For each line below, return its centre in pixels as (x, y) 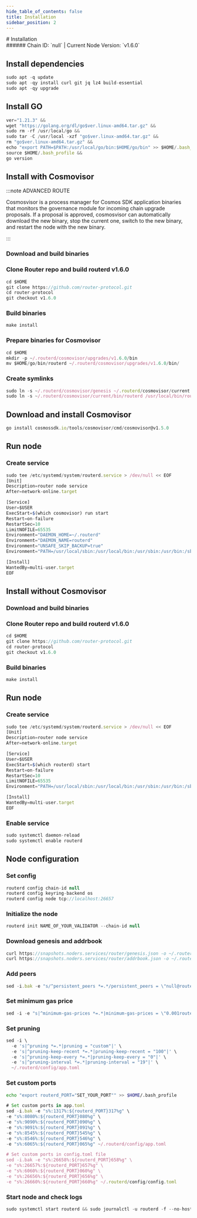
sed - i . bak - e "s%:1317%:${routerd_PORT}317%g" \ (68, 1111)
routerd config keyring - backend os (50, 894)
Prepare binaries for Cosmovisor (53, 340)
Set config (21, 876)
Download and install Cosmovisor (69, 415)
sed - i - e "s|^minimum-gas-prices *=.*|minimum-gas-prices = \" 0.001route (99, 1013)
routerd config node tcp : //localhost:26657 (60, 899)
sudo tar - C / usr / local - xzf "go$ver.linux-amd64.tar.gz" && (82, 137)
